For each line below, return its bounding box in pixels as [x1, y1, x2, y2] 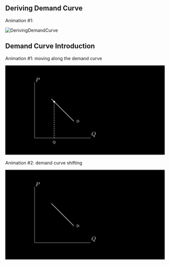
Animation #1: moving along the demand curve [5, 55, 102, 61]
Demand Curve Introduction [5, 42, 95, 50]
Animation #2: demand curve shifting [5, 160, 82, 166]
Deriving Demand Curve [5, 4, 83, 13]
